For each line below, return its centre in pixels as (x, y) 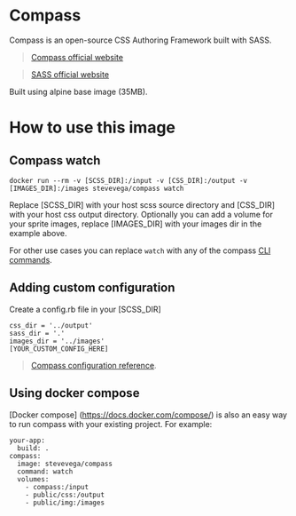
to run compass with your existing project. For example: (111, 424)
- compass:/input (57, 487)
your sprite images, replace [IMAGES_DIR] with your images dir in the (136, 224)
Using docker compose (74, 393)
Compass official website (77, 57)
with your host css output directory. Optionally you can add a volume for (141, 214)
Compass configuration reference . (93, 365)
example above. (39, 233)
